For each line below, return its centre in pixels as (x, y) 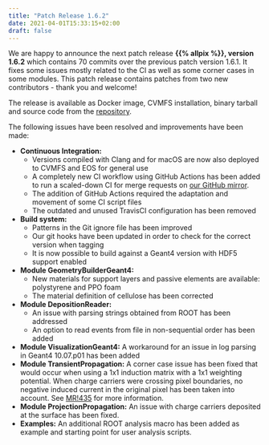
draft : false (30, 30)
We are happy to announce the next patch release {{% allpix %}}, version (131, 54)
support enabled (59, 262)
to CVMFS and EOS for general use (90, 168)
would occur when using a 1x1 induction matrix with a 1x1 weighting (131, 373)
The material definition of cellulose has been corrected (123, 296)
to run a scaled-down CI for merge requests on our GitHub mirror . (141, 185)
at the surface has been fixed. (69, 415)
